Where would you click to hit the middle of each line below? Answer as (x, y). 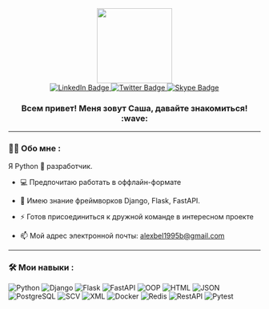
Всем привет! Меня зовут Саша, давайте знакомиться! (134, 108)
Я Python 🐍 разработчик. (50, 166)
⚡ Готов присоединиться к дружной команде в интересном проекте (137, 216)
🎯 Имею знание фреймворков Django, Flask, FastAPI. (110, 200)
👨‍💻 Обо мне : (35, 149)
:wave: (134, 118)
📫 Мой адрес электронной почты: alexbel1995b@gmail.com (122, 235)
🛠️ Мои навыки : (41, 267)
